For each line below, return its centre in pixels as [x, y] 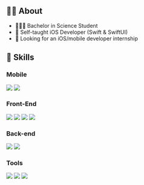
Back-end [21, 133]
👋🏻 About [25, 11]
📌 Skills [20, 58]
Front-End [21, 104]
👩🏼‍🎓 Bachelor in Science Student [56, 25]
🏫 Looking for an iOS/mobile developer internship [76, 38]
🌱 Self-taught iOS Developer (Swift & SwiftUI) [71, 32]
